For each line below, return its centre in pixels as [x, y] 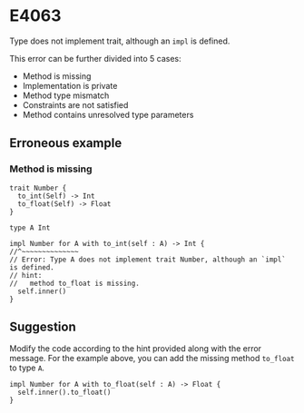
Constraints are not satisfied [75, 104]
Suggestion [43, 327]
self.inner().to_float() [64, 393]
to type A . [27, 368]
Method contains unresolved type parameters [108, 114]
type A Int [30, 228]
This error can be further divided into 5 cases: [95, 58]
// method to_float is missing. [75, 283]
